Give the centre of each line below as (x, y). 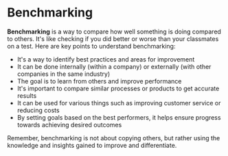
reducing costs (38, 110)
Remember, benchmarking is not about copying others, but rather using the (114, 138)
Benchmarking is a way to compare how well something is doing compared (114, 31)
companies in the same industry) (64, 74)
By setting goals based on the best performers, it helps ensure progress (119, 117)
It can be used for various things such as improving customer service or (119, 103)
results (27, 95)
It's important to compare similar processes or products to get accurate (118, 88)
